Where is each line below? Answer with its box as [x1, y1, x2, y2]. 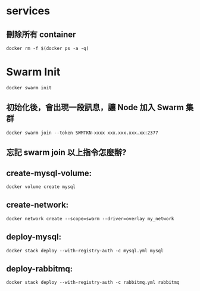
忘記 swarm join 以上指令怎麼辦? [6, 148, 127, 158]
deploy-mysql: [6, 232, 61, 242]
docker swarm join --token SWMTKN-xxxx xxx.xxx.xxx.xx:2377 [6, 130, 159, 136]
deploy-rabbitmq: [6, 264, 73, 274]
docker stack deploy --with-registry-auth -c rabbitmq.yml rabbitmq [6, 280, 180, 286]
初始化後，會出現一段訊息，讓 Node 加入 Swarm [6, 102, 185, 112]
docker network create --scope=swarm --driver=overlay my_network [6, 215, 174, 221]
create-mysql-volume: [6, 168, 92, 178]
